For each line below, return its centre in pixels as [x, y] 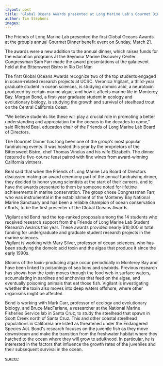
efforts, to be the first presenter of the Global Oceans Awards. [67, 208]
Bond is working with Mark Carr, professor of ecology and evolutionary [76, 303]
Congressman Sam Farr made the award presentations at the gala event [77, 62]
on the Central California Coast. [36, 107]
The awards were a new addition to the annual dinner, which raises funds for [81, 51]
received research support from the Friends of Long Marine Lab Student [77, 222]
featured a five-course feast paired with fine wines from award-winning [76, 157]
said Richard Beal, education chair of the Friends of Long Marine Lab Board [80, 127]
